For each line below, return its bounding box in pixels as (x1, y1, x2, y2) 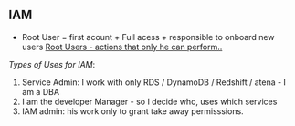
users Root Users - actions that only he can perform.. (21, 41, 223, 52)
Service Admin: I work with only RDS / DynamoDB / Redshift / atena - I (21, 77, 287, 88)
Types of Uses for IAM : (8, 58, 96, 69)
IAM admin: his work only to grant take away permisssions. (21, 105, 244, 117)
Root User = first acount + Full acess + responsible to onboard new (21, 31, 275, 42)
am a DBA (21, 86, 60, 97)
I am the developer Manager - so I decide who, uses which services (21, 96, 278, 107)
